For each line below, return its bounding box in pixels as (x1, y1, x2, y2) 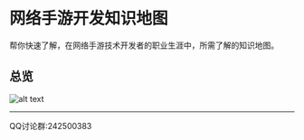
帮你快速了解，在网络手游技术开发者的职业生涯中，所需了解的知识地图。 (9, 40, 279, 51)
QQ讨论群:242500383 (9, 120, 92, 131)
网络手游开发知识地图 (9, 8, 169, 29)
